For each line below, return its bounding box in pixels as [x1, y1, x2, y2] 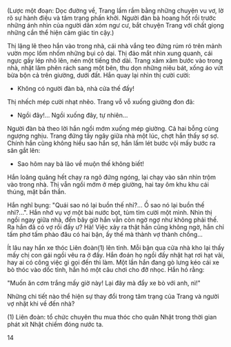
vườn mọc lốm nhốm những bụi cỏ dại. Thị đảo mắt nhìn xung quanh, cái [7, 49, 213, 57]
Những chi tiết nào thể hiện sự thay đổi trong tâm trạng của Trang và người [7, 293, 219, 300]
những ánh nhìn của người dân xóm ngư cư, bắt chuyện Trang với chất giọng [7, 21, 224, 29]
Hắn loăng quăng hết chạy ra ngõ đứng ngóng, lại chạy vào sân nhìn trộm [7, 173, 216, 181]
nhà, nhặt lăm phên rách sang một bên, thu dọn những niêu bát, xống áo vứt [7, 64, 223, 72]
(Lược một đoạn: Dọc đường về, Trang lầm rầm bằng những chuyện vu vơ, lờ [7, 7, 224, 14]
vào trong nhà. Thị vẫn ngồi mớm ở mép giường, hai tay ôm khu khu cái [7, 180, 209, 189]
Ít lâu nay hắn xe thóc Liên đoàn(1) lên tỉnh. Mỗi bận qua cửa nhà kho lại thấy [7, 244, 225, 251]
